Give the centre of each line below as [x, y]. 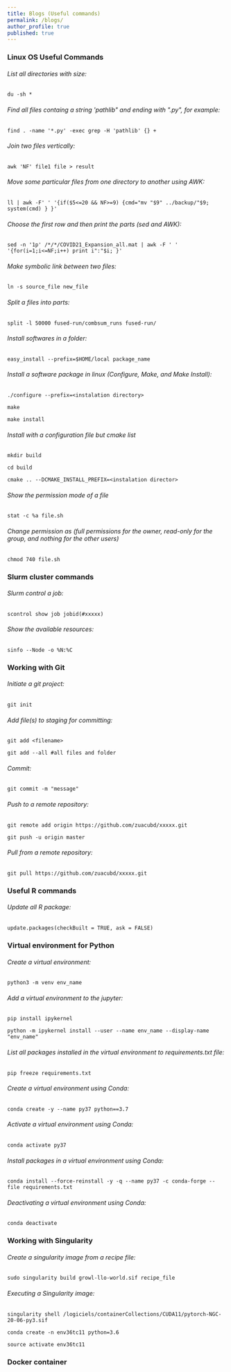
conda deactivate [32, 1224]
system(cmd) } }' [32, 209]
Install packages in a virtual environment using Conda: [86, 1160]
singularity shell [34, 1314]
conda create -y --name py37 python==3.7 [68, 1109]
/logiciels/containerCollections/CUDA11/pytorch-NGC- [142, 1314]
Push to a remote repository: [48, 805]
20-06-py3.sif [28, 1320]
